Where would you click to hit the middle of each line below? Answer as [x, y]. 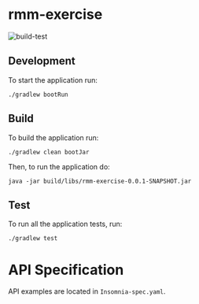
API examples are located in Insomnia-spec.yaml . [87, 291]
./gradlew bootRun [38, 95]
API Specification [66, 270]
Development [42, 61]
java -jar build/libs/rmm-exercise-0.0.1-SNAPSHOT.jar [100, 181]
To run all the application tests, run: [65, 224]
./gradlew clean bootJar [49, 152]
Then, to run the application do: [59, 166]
